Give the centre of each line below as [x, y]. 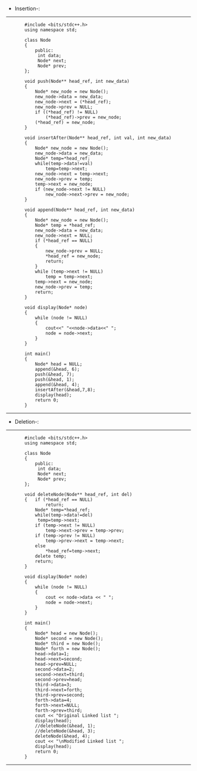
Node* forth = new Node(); [68, 649]
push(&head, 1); [55, 380]
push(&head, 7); [55, 374]
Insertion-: [27, 9]
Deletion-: [27, 422]
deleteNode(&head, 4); [63, 736]
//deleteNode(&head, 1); [65, 726]
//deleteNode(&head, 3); [65, 731]
